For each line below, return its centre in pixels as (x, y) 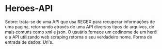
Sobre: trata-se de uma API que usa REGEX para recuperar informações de (80, 22)
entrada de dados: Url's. (29, 42)
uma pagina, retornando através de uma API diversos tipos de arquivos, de (80, 26)
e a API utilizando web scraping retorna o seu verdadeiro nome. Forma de (79, 37)
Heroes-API (29, 8)
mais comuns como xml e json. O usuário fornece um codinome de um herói (81, 32)
